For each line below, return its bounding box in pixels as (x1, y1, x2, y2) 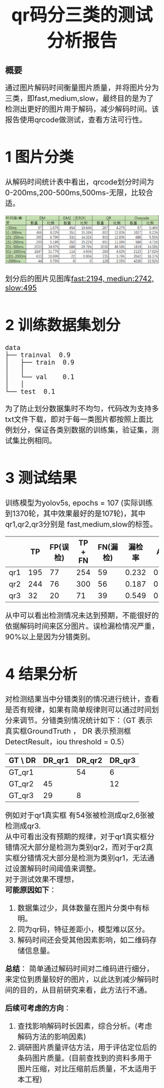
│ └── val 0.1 (5, 373, 75, 381)
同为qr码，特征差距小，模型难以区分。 (17, 925, 150, 934)
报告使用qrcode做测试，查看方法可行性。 (5, 115, 147, 124)
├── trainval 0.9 (5, 351, 71, 359)
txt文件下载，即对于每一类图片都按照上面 (5, 414, 146, 424)
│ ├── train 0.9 (5, 358, 75, 366)
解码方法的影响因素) (17, 1032, 86, 1042)
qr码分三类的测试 (11, 4, 153, 25)
